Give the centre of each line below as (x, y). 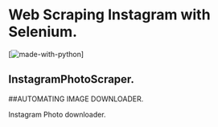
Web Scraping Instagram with (109, 15)
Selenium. (43, 32)
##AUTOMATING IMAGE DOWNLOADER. (76, 99)
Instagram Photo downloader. (57, 114)
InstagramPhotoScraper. (72, 79)
